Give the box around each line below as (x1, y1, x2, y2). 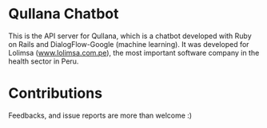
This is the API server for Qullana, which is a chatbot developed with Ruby (8, 31, 252, 41)
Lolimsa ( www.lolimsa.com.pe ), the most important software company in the (8, 48, 260, 57)
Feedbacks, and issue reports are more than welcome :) (8, 111, 193, 120)
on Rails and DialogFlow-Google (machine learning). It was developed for (8, 39, 249, 48)
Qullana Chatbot (8, 5, 119, 23)
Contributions (8, 84, 102, 103)
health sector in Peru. (8, 56, 79, 66)
